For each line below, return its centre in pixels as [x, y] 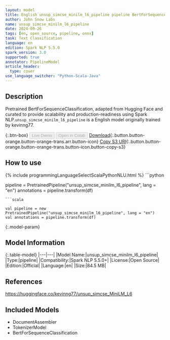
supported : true [22, 57]
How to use [23, 163]
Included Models [32, 310]
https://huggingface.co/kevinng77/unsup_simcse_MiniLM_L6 [69, 294]
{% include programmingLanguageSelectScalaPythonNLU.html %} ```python [85, 175]
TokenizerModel [29, 327]
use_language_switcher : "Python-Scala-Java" [53, 76]
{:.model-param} [23, 227]
